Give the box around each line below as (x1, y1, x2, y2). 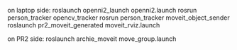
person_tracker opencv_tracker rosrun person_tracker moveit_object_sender (7, 13, 230, 22)
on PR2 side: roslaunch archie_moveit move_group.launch (7, 35, 177, 43)
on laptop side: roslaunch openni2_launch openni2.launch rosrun (7, 6, 197, 14)
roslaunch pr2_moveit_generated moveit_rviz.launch (7, 21, 160, 29)
